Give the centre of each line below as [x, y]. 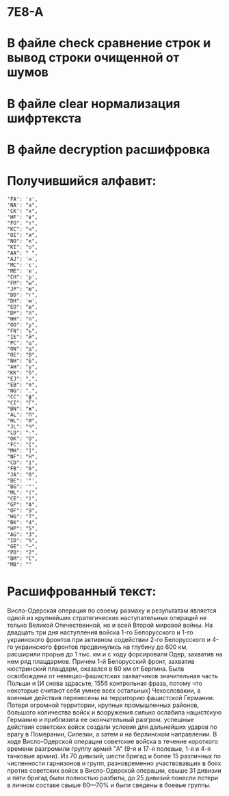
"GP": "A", [23, 504]
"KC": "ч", [23, 229]
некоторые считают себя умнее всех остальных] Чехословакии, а [104, 690]
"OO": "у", [23, 325]
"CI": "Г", [23, 402]
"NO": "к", [23, 241]
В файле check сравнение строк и [109, 43]
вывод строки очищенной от [93, 58]
